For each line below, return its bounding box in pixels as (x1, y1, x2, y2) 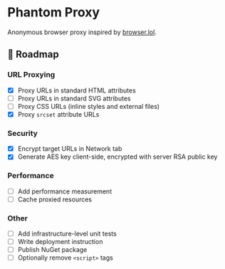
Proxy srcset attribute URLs (17, 110, 100, 118)
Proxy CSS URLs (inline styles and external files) (17, 102, 160, 110)
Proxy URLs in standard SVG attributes (17, 94, 131, 102)
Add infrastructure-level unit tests (17, 229, 117, 238)
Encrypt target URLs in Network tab (17, 144, 122, 153)
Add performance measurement (17, 186, 112, 196)
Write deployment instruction (17, 238, 103, 246)
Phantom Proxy (7, 4, 100, 21)
